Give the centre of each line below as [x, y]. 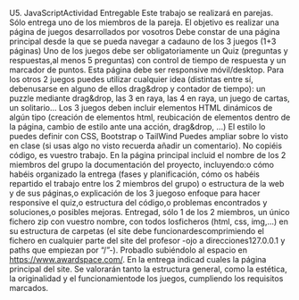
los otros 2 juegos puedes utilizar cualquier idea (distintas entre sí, [131, 79]
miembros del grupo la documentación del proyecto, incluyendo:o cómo [142, 165]
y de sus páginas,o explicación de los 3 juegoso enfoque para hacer [135, 193]
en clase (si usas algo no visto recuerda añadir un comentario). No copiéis [146, 146]
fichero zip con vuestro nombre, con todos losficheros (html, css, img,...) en [149, 221]
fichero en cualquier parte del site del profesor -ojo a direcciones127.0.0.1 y [147, 241]
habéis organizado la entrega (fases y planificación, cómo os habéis [135, 174]
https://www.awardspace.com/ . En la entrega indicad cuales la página [138, 259]
